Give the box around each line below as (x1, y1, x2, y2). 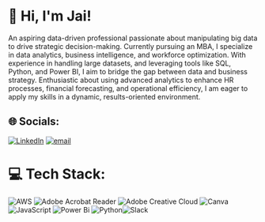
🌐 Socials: (8, 115, 60, 129)
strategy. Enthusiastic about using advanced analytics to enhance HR (8, 75, 234, 85)
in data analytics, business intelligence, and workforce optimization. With (8, 50, 247, 59)
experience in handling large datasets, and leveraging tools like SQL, (8, 58, 232, 68)
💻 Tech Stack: (8, 165, 106, 182)
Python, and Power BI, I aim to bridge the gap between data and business (8, 66, 248, 76)
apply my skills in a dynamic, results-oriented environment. (8, 92, 201, 101)
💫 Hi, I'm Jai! (8, 7, 92, 25)
